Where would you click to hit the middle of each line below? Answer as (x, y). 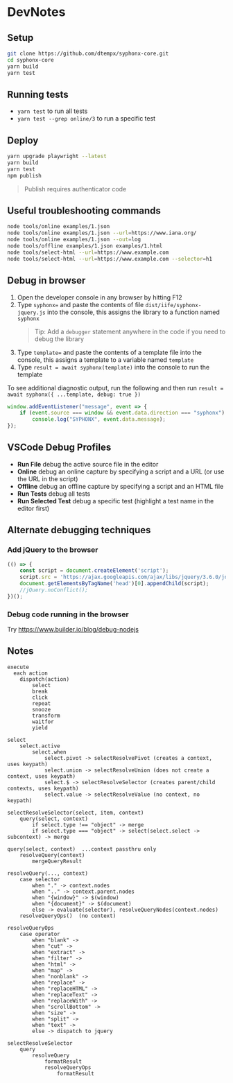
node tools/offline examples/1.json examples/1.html (85, 246)
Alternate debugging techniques (79, 530)
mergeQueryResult (57, 861)
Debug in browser (46, 280)
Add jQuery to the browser (53, 550)
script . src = (38, 577)
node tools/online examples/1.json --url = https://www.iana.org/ (102, 233)
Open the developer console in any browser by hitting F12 (100, 297)
